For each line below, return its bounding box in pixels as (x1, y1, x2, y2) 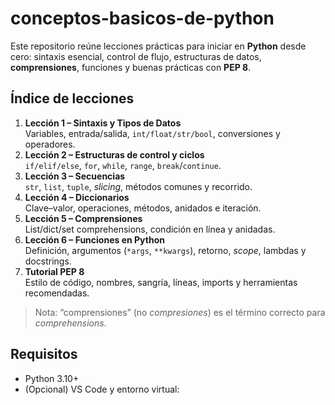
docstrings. (24, 255, 72, 267)
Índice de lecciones (10, 90, 135, 107)
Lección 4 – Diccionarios (24, 191, 130, 203)
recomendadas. (24, 287, 90, 299)
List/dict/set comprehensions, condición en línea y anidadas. (24, 223, 276, 235)
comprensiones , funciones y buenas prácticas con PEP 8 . (10, 61, 252, 73)
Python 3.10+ (24, 372, 80, 384)
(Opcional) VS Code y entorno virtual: (24, 383, 180, 395)
